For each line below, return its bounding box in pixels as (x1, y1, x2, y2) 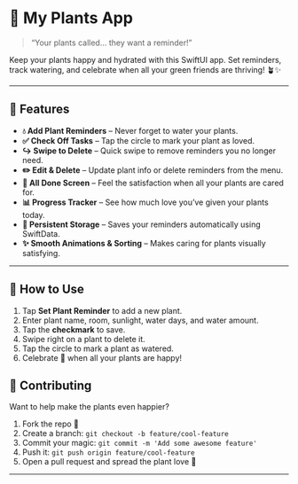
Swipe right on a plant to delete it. (21, 333, 146, 344)
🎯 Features (9, 102, 70, 117)
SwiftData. (21, 228, 60, 238)
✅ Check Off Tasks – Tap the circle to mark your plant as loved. (21, 135, 255, 145)
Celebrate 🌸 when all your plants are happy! (21, 352, 183, 363)
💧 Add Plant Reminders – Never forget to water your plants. (21, 125, 239, 136)
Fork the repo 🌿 (21, 418, 80, 429)
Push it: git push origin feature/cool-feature (21, 447, 195, 457)
